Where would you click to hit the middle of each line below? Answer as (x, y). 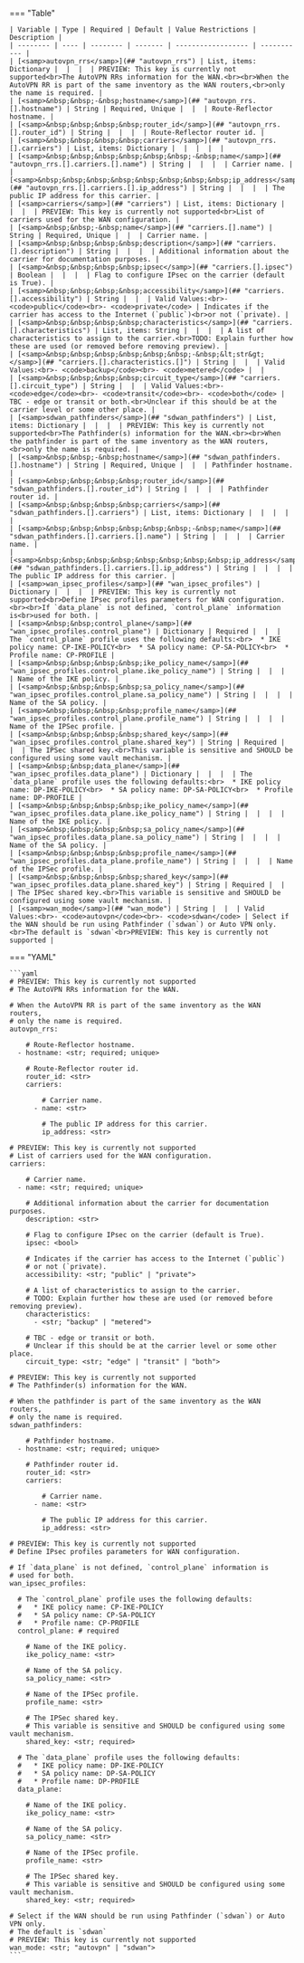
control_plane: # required (68, 1631)
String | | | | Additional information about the (188, 252)
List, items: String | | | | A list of (184, 330)
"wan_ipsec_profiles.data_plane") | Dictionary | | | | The (131, 774)
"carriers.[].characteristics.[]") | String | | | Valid (171, 362)
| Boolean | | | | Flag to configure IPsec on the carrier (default (147, 275)
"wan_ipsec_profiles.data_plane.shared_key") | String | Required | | (147, 885)
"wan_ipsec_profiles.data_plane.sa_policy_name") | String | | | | (145, 837)
